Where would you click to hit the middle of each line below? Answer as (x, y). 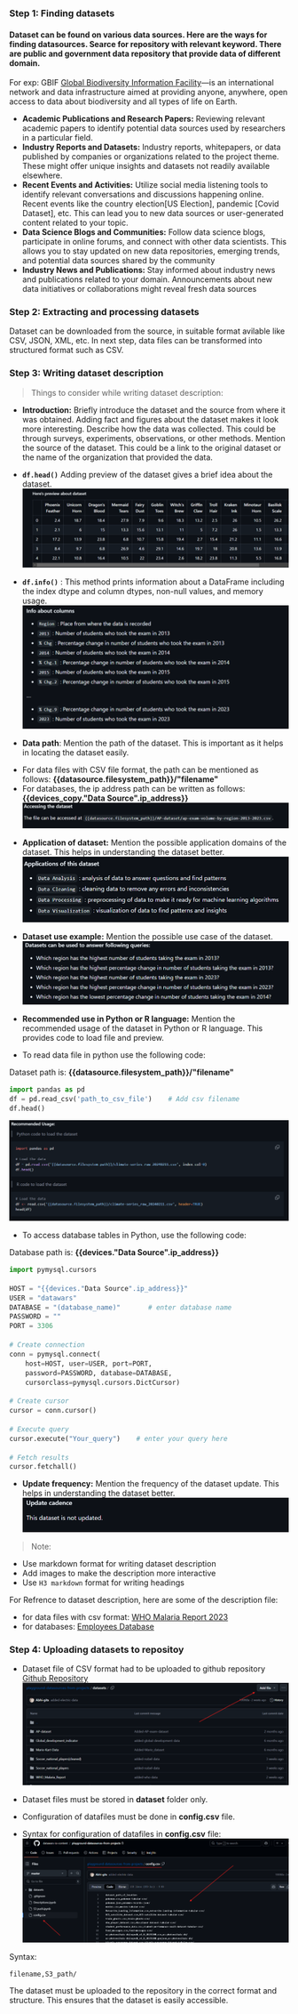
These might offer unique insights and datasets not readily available (146, 166)
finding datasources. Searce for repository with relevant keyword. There (145, 44)
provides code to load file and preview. (93, 1037)
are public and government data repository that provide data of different (145, 53)
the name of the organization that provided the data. (117, 457)
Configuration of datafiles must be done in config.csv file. (128, 1817)
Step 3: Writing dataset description (86, 374)
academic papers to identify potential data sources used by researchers (153, 128)
